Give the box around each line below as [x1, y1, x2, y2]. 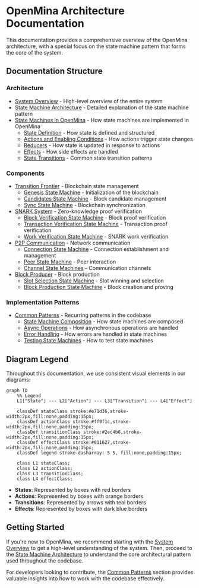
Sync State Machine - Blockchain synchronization [23, 201, 146, 208]
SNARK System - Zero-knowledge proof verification [14, 208, 143, 215]
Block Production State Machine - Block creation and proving [23, 283, 173, 290]
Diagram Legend [6, 354, 69, 364]
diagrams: [6, 376, 31, 383]
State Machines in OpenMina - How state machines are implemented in [14, 116, 189, 123]
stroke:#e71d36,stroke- [70, 408, 129, 415]
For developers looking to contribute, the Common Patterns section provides [6, 568, 194, 576]
